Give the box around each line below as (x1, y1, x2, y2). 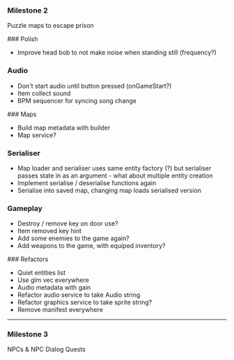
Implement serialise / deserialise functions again (17, 178, 157, 187)
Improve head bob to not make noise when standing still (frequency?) (17, 48, 217, 57)
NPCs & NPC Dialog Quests (7, 345, 86, 354)
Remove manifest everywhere (17, 306, 103, 314)
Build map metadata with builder (17, 123, 111, 132)
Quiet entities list (17, 269, 66, 277)
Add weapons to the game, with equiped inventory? (17, 242, 166, 250)
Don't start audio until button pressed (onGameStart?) (17, 81, 172, 90)
